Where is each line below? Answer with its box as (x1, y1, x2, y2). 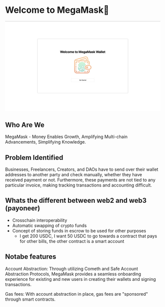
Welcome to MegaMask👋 (5, 4, 109, 16)
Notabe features (5, 253, 57, 261)
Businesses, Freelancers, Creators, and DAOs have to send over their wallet (5, 166, 159, 172)
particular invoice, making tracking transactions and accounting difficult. (5, 182, 152, 188)
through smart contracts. (5, 296, 56, 302)
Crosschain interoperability (12, 217, 67, 223)
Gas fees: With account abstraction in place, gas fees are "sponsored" (5, 291, 148, 297)
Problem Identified (5, 153, 64, 162)
